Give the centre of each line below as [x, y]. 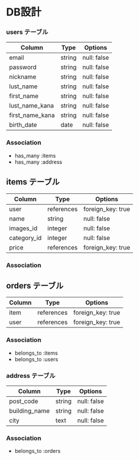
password [23, 67]
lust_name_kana [32, 106]
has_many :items [35, 156]
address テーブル [31, 375]
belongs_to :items [36, 353]
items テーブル [33, 182]
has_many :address [38, 162]
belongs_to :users [36, 359]
